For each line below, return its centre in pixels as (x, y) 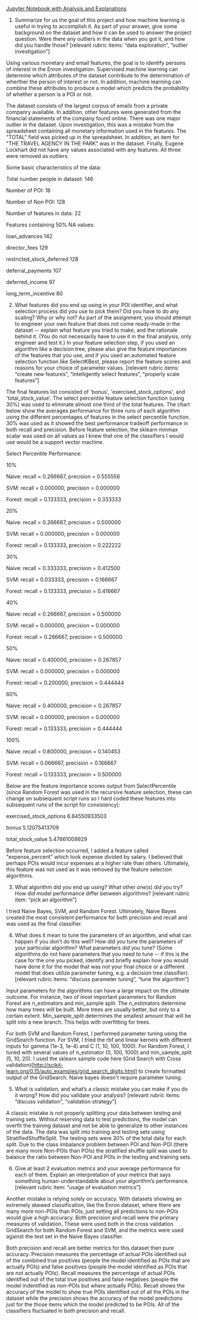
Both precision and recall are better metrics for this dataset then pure (90, 1248)
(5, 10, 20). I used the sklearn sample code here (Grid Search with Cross (94, 1059)
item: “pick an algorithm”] (45, 900)
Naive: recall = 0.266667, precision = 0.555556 (63, 476)
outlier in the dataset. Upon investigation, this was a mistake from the (90, 124)
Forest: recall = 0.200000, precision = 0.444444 (65, 683)
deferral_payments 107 (34, 271)
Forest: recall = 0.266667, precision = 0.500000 (64, 637)
